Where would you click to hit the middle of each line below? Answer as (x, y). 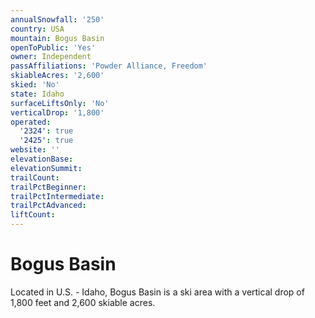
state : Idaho (37, 94)
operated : (31, 122)
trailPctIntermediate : (57, 196)
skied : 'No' (35, 85)
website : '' (35, 150)
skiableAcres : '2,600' (57, 76)
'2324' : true (46, 131)
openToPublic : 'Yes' (53, 47)
